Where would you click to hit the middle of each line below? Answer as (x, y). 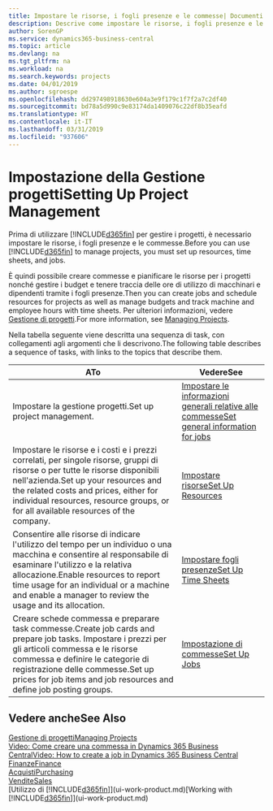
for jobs (196, 436)
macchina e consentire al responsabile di (91, 554)
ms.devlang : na (34, 54)
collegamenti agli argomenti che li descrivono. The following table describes (135, 343)
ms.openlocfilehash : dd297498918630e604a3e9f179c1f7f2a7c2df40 (118, 99)
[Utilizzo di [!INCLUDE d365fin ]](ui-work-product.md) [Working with (121, 790)
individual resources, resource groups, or (91, 501)
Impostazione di (212, 644)
